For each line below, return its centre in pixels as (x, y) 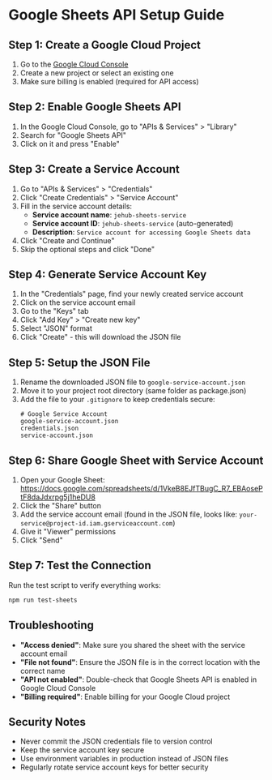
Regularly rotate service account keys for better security (114, 767)
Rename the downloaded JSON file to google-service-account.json (132, 382)
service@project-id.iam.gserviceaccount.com (96, 524)
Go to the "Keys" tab (54, 311)
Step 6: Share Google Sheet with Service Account (136, 460)
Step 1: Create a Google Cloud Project (104, 45)
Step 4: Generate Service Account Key (108, 274)
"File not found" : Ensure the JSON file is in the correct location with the (140, 662)
